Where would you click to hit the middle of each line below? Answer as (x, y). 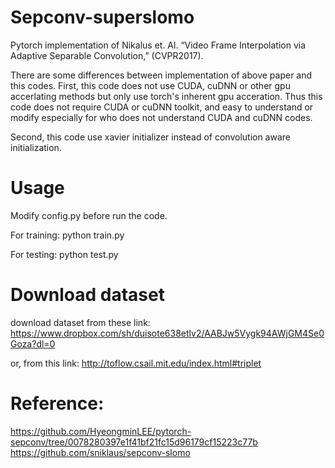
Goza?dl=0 (33, 343)
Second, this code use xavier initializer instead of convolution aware (150, 137)
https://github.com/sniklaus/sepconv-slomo (100, 452)
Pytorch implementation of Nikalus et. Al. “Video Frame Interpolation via (158, 45)
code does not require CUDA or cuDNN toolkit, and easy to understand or (162, 107)
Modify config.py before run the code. (89, 215)
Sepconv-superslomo (102, 17)
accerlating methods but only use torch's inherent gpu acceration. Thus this (166, 96)
